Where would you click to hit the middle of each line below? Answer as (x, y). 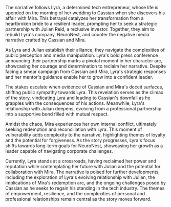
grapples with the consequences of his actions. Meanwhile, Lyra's (75, 103)
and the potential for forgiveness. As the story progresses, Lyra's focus (80, 140)
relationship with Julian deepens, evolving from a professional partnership (83, 109)
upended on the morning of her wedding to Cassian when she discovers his (85, 13)
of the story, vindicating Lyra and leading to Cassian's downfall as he (78, 98)
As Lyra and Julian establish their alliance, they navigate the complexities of (85, 50)
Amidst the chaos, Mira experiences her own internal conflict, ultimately (81, 124)
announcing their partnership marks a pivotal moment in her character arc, (84, 61)
